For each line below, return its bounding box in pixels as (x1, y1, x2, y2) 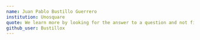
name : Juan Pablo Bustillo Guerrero (6, 8, 97, 15)
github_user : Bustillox (6, 25, 65, 31)
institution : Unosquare (6, 14, 65, 20)
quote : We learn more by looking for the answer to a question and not (6, 19, 187, 25)
